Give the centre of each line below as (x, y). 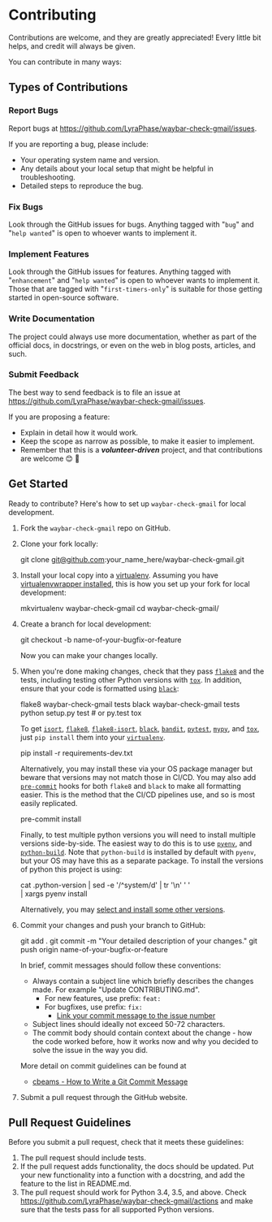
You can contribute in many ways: (65, 62)
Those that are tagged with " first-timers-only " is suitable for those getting (135, 289)
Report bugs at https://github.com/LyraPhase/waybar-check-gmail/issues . (133, 128)
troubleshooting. (47, 177)
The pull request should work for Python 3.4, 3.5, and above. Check (133, 1193)
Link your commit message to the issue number (136, 1015)
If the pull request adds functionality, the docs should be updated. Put (137, 1167)
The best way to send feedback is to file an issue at (95, 392)
